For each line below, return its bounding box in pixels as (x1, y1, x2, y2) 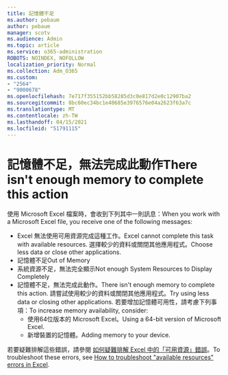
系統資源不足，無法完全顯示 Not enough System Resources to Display (16, 265, 212, 273)
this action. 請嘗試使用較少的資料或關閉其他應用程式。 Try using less (16, 289, 210, 297)
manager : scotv (7, 29, 51, 36)
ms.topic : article (7, 42, 60, 49)
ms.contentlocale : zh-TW (7, 112, 78, 119)
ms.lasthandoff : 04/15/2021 (7, 118, 88, 126)
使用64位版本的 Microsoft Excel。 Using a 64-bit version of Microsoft (27, 315, 221, 323)
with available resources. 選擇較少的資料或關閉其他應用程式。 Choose (16, 240, 214, 249)
